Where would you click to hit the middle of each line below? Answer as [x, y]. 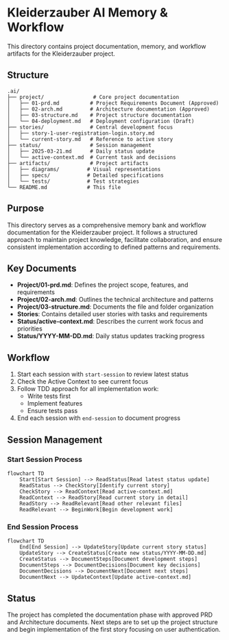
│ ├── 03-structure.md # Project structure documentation [99, 115]
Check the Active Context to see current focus [83, 382]
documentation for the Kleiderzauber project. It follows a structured [102, 232]
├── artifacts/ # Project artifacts [78, 163]
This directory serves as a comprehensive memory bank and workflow [107, 225]
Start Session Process [45, 459]
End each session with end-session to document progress [98, 418]
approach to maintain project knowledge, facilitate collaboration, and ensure [115, 239]
